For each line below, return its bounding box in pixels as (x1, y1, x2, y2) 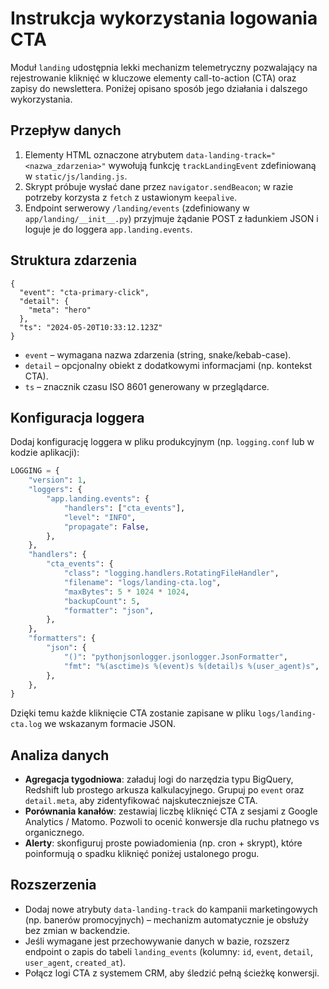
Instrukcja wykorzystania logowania (10, 7, 318, 30)
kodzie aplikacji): (10, 447, 80, 459)
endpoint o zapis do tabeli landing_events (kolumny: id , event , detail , (24, 945, 314, 957)
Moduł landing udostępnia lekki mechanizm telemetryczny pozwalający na (10, 61, 318, 73)
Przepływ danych (10, 122, 122, 139)
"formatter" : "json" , (63, 605, 155, 616)
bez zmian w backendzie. (24, 924, 131, 936)
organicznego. (24, 827, 85, 839)
